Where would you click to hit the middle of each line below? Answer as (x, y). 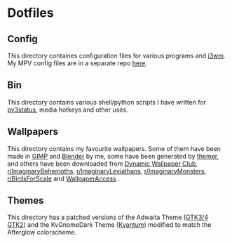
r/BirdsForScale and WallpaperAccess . (64, 178)
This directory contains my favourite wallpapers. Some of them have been (114, 148)
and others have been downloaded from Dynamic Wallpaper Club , (103, 164)
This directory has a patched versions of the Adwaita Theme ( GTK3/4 (108, 217)
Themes (26, 201)
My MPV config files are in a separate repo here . (77, 63)
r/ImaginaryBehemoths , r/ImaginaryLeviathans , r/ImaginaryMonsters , (107, 171)
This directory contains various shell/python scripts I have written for (107, 102)
